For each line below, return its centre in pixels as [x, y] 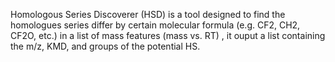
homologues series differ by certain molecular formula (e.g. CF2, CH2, [155, 25]
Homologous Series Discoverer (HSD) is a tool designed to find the [148, 14]
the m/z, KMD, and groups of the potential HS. [105, 46]
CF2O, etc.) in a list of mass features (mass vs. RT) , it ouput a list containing [168, 35]
